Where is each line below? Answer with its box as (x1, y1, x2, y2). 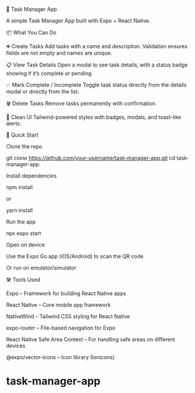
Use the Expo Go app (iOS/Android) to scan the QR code (6, 253, 144, 259)
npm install (6, 184, 33, 191)
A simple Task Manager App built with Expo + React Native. (6, 17, 151, 24)
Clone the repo (6, 143, 43, 150)
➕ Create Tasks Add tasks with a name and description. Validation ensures (6, 43, 188, 50)
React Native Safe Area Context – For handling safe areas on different (6, 336, 175, 343)
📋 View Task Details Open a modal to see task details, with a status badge (6, 61, 188, 68)
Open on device (6, 241, 45, 248)
